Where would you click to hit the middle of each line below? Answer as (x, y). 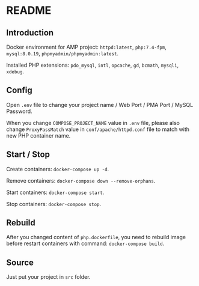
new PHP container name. (38, 135)
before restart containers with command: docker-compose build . (85, 243)
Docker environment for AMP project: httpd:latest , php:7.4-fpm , (86, 47)
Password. (19, 111)
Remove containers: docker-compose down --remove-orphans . (81, 180)
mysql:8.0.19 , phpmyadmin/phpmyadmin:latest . (63, 53)
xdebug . (15, 71)
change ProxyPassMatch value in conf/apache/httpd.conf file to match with (98, 129)
